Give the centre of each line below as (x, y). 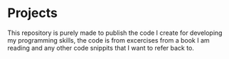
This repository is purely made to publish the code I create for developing (115, 33)
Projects (33, 13)
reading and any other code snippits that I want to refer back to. (101, 48)
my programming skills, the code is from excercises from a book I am (108, 40)
